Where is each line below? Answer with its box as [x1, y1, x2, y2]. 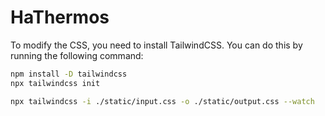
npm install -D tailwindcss [10, 69, 128, 79]
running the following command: [10, 49, 144, 61]
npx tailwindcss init [10, 78, 101, 88]
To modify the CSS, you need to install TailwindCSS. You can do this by [10, 39, 303, 51]
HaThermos [10, 6, 110, 29]
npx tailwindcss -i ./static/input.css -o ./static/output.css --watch [10, 96, 315, 106]
